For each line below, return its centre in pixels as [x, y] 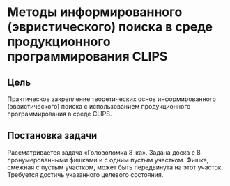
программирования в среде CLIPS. [60, 114]
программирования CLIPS [87, 57]
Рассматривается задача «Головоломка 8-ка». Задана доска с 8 [104, 152]
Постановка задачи [52, 135]
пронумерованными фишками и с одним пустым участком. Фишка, [108, 160]
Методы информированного [95, 12]
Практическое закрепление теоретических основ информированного [112, 99]
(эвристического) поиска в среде [110, 27]
